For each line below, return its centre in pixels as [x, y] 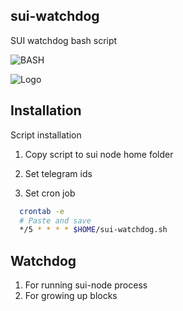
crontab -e [42, 211]
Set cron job [50, 193]
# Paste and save [55, 220]
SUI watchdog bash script [64, 40]
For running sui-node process [86, 285]
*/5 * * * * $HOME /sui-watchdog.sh [93, 230]
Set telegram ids [58, 173]
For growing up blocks [71, 296]
